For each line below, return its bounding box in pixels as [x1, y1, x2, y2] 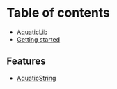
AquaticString [16, 74, 56, 82]
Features [6, 56, 46, 67]
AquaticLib [16, 28, 48, 36]
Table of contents [6, 5, 111, 21]
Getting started [16, 35, 61, 43]
